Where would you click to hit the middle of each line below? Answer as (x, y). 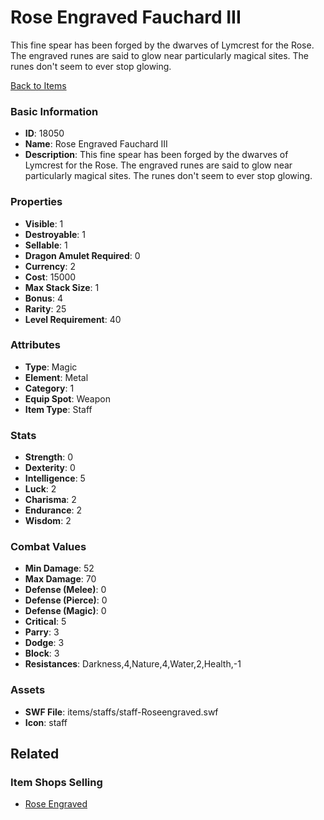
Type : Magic (51, 367)
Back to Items (38, 85)
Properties (36, 202)
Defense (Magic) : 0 (65, 611)
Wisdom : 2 (48, 521)
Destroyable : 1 (55, 234)
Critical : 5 (45, 622)
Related (35, 754)
